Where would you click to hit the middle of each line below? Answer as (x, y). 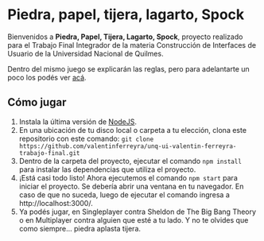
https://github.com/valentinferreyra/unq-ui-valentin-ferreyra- (128, 146)
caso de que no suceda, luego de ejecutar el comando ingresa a (124, 194)
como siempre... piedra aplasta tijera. (80, 228)
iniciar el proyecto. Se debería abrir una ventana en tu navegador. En (131, 186)
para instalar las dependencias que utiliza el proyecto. (107, 169)
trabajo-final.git (49, 153)
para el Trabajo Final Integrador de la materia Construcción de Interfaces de (132, 45)
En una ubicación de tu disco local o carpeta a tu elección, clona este (133, 130)
